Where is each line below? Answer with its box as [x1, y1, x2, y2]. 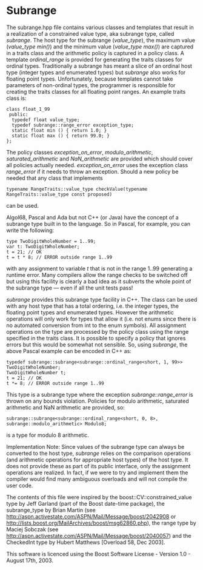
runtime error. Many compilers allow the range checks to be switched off [6, 271, 188, 279]
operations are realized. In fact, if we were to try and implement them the [6, 469, 188, 476]
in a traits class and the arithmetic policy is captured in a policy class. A [6, 49, 185, 56]
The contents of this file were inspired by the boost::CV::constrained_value [6, 493, 192, 500]
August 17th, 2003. [6, 557, 53, 564]
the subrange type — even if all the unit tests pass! [6, 284, 133, 291]
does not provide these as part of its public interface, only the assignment [6, 462, 191, 469]
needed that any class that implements [6, 174, 103, 182]
